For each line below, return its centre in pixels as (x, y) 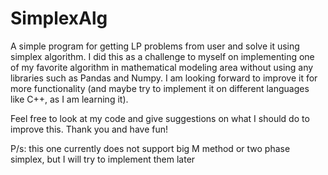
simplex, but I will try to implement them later (103, 159)
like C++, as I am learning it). (69, 99)
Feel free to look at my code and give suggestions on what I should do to (160, 118)
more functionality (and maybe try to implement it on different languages (160, 88)
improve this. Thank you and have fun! (89, 129)
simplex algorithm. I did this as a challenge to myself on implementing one (162, 56)
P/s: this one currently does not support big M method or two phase (150, 148)
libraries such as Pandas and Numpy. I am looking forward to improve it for (164, 78)
